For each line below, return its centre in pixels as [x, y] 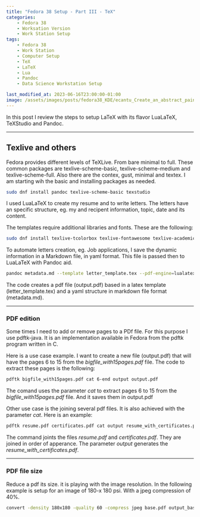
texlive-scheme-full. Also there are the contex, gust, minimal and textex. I [96, 175]
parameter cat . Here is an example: [49, 415]
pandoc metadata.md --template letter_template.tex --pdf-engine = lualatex [101, 274]
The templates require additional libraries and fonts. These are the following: [100, 228]
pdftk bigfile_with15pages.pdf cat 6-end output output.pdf [82, 379]
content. [16, 216]
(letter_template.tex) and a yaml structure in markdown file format [87, 291]
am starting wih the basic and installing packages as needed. [81, 181]
